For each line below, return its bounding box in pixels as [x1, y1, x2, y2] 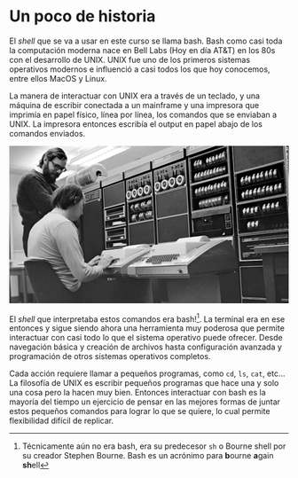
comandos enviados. [9, 128, 86, 138]
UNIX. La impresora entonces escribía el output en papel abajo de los [9, 118, 263, 129]
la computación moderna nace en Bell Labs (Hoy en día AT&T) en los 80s [9, 44, 276, 55]
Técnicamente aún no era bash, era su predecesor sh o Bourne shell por [21, 441, 286, 451]
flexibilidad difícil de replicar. [9, 415, 114, 427]
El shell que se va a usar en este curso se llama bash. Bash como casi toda [9, 35, 283, 46]
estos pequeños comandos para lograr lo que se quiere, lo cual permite [9, 406, 271, 417]
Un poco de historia [9, 6, 156, 27]
